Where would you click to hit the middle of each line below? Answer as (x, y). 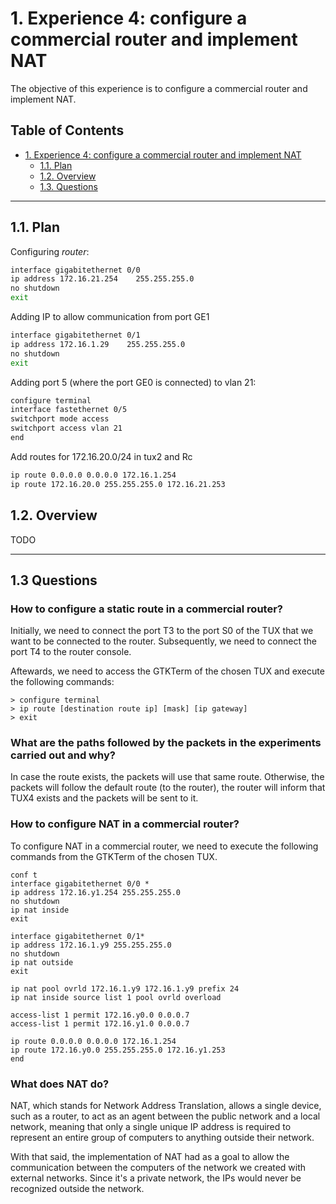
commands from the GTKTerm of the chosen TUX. (114, 856)
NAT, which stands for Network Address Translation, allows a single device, (166, 1106)
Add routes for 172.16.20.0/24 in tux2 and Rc (101, 456)
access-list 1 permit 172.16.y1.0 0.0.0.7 (100, 1023)
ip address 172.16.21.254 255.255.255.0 (102, 279)
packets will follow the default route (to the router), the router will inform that (168, 788)
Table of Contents (67, 130)
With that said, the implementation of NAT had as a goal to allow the (150, 1157)
